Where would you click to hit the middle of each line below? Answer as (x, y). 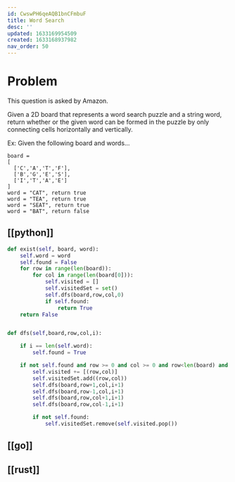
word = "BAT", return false (49, 211)
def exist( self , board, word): (53, 249)
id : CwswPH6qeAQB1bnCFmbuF (47, 14)
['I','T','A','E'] (41, 180)
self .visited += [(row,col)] (75, 372)
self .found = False (49, 262)
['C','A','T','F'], (42, 168)
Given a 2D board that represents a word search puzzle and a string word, (115, 114)
